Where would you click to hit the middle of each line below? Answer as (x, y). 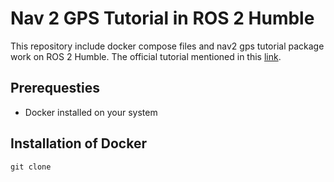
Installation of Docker (78, 143)
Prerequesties (55, 88)
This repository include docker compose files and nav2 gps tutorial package (167, 46)
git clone (31, 167)
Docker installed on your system (91, 112)
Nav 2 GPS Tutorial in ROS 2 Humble (162, 18)
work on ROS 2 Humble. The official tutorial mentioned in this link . (146, 56)
